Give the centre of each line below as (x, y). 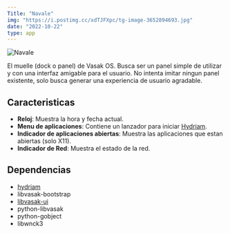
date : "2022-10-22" (35, 26)
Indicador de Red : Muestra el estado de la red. (84, 149)
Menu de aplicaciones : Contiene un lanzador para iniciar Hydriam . (112, 127)
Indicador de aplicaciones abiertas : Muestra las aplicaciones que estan (120, 134)
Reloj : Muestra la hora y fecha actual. (70, 119)
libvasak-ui (32, 201)
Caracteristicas (41, 102)
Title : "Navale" (30, 13)
